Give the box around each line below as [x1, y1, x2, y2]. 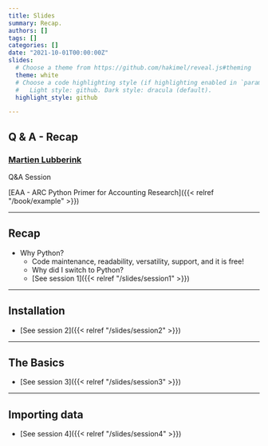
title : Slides [8, 11, 56, 20]
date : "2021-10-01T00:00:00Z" [8, 49, 109, 57]
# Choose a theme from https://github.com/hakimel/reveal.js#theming [15, 64, 251, 72]
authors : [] [8, 26, 48, 34]
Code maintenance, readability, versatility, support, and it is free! [31, 257, 245, 266]
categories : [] [8, 42, 59, 50]
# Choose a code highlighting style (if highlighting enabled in [15, 78, 238, 86]
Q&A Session [8, 172, 52, 181]
